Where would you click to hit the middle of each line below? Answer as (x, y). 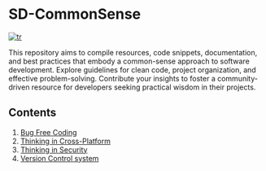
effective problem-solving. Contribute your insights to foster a (112, 78)
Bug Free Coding (48, 132)
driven (19, 87)
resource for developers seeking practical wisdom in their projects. (144, 87)
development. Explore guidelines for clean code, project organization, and (132, 69)
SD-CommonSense (75, 14)
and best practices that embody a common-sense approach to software (129, 61)
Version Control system (59, 158)
